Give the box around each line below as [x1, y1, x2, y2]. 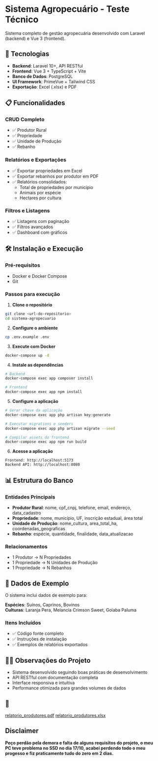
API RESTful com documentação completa [12, 675, 98, 681]
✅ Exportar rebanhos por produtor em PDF [12, 173, 99, 179]
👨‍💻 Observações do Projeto [5, 656, 91, 664]
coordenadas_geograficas [12, 525, 65, 531]
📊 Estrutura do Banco [5, 476, 74, 484]
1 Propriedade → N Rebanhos [12, 565, 72, 571]
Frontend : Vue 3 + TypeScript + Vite [12, 68, 86, 74]
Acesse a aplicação [12, 448, 53, 454]
